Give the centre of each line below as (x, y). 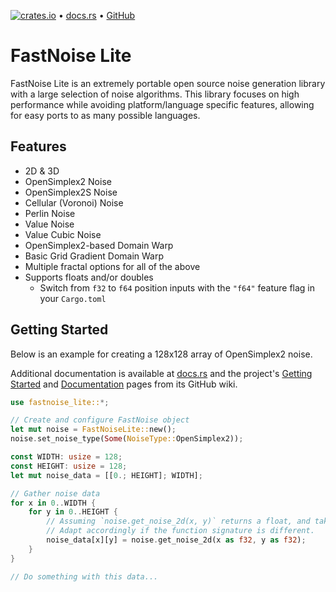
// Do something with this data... (84, 576)
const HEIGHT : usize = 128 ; (69, 466)
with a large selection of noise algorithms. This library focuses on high (155, 94)
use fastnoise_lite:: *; (60, 402)
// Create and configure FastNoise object (100, 420)
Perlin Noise (50, 213)
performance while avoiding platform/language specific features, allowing (162, 104)
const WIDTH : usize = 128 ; (66, 457)
